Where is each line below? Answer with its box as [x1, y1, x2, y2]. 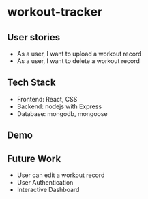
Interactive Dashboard [16, 186, 80, 194]
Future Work [7, 152, 61, 165]
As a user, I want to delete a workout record [16, 57, 140, 65]
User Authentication [16, 178, 74, 187]
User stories [7, 32, 60, 43]
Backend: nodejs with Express [16, 102, 102, 110]
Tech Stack [7, 77, 56, 89]
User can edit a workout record [16, 171, 105, 179]
